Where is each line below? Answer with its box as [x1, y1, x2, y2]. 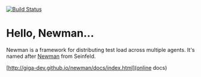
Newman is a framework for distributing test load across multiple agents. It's [6, 46, 195, 53]
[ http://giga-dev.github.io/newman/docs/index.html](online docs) [6, 64, 167, 71]
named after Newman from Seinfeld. [6, 53, 96, 60]
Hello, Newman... [6, 27, 94, 40]
